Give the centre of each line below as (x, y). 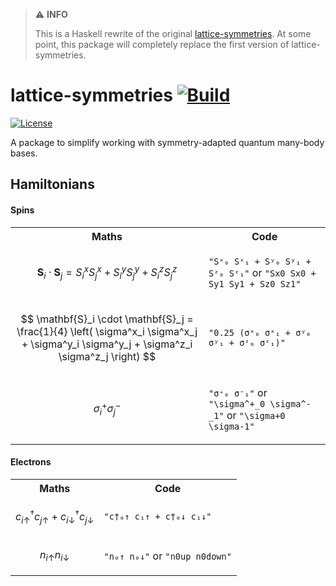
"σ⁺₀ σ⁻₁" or (238, 392)
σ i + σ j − (107, 409)
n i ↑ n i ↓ (54, 556)
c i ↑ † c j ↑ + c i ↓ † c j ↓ (55, 516)
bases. (24, 153)
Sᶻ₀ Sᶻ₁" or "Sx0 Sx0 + (262, 272)
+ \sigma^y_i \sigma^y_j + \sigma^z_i (107, 344)
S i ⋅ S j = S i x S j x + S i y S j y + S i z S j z (107, 272)
